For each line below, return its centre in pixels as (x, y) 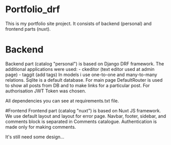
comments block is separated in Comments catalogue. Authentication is (81, 122)
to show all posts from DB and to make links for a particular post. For (78, 85)
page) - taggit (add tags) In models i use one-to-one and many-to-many (81, 75)
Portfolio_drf (33, 9)
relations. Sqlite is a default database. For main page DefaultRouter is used (84, 80)
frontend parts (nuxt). (28, 29)
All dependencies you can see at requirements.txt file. (62, 101)
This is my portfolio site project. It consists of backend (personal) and (79, 23)
